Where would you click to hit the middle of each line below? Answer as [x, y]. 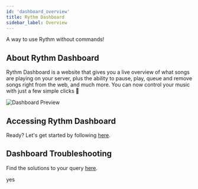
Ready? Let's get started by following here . [59, 135]
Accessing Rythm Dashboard [61, 121]
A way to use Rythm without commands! [55, 40]
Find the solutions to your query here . [52, 168]
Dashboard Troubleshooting [59, 154]
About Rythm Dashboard [53, 58]
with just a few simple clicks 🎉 [43, 91]
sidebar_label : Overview [37, 22]
